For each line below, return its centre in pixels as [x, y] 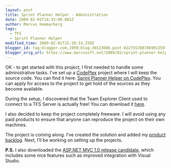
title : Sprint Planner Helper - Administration [57, 15]
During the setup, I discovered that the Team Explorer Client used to [76, 99]
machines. [16, 125]
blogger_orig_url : [25, 52]
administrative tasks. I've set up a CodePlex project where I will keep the [81, 72]
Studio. [13, 160]
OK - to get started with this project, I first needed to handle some [74, 67]
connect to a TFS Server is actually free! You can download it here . [76, 104]
